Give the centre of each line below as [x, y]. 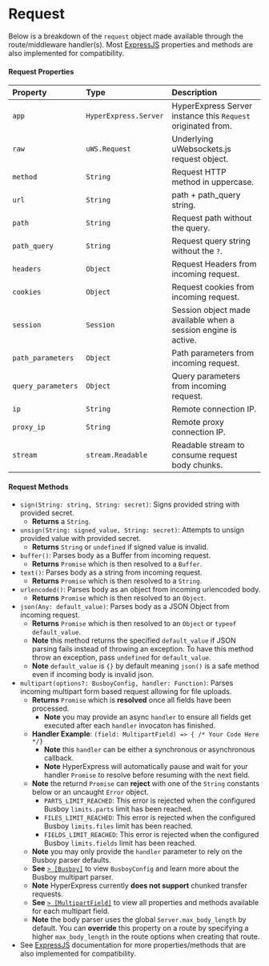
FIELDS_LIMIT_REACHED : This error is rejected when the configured [151, 835]
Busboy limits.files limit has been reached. [118, 826]
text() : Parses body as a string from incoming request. [111, 572]
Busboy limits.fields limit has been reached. [120, 843]
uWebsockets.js [202, 149]
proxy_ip [29, 427]
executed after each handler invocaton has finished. [130, 726]
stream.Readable [116, 455]
